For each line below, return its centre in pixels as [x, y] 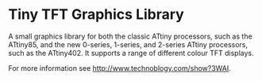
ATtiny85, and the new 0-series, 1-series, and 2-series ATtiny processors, [128, 44]
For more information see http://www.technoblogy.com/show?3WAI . [120, 68]
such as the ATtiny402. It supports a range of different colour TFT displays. [131, 53]
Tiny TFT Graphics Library [96, 15]
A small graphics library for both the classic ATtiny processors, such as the [130, 36]
